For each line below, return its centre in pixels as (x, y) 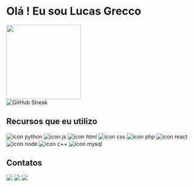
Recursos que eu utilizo (52, 122)
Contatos (24, 163)
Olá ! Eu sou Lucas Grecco (74, 11)
